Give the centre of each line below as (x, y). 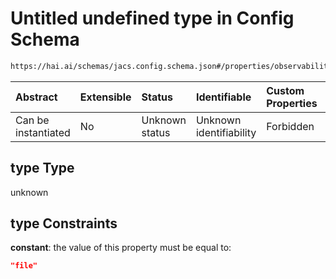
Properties (292, 103)
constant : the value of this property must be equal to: (121, 248)
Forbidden (290, 126)
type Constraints (64, 223)
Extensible (105, 97)
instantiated (43, 132)
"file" (24, 266)
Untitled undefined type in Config (152, 18)
